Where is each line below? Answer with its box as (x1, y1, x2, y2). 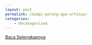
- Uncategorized (14, 21, 48, 26)
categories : (5, 16, 30, 21)
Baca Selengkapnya (5, 34, 46, 40)
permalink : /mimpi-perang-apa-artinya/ (5, 12, 88, 17)
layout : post (5, 7, 32, 12)
